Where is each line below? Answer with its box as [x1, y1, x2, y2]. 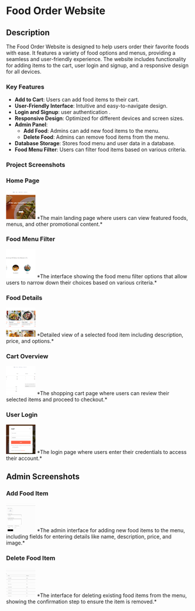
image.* [6, 539, 25, 546]
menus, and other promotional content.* [6, 221, 103, 228]
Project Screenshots [6, 161, 66, 169]
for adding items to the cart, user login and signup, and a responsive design [6, 62, 189, 69]
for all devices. [6, 68, 42, 75]
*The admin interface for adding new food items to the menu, [36, 527, 186, 534]
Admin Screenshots [6, 472, 80, 482]
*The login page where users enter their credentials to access [36, 448, 187, 455]
